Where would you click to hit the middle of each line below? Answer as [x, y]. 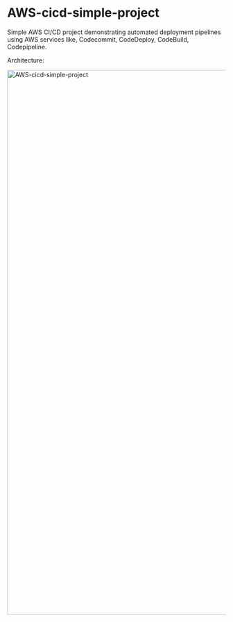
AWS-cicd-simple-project [83, 13]
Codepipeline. [27, 47]
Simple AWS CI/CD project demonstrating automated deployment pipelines [114, 32]
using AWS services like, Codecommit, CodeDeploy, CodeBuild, [98, 39]
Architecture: [26, 60]
